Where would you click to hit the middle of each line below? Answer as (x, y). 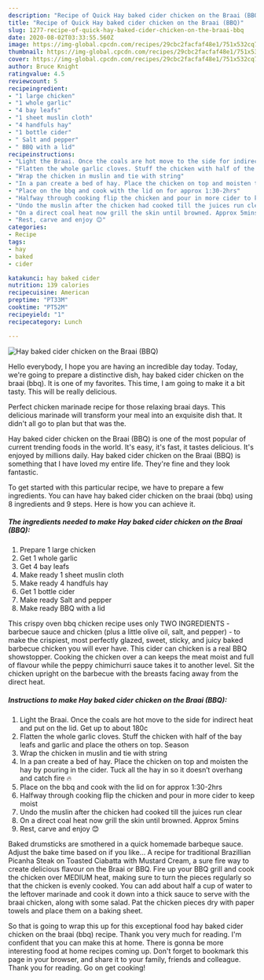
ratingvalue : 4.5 (37, 74)
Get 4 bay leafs (44, 567)
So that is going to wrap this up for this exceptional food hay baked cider (126, 926)
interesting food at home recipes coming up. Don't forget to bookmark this (128, 951)
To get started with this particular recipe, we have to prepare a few (116, 487)
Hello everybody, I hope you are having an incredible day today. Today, (123, 366)
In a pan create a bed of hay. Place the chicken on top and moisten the (134, 762)
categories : (27, 228)
